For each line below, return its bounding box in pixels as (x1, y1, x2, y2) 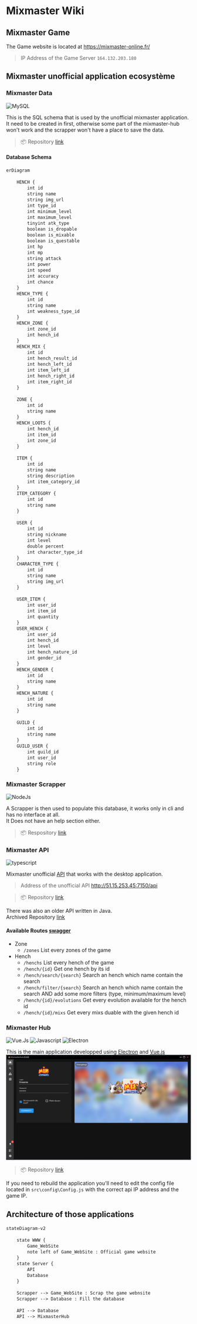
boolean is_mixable (27, 232, 75, 238)
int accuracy (27, 273, 59, 279)
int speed (27, 267, 51, 273)
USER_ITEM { (16, 596, 46, 602)
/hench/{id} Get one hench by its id (23, 965, 110, 972)
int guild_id (27, 749, 59, 755)
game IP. (6, 1192, 28, 1199)
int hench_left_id (27, 361, 72, 367)
